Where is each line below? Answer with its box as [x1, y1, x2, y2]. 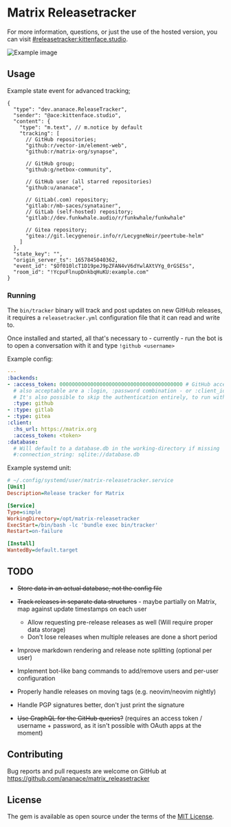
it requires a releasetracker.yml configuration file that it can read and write [7, 313, 220, 322]
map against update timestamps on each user [16, 605, 147, 613]
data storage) [27, 625, 66, 634]
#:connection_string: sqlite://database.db [13, 451, 140, 459]
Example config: [7, 355, 54, 363]
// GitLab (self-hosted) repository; [25, 208, 134, 215]
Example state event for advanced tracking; [7, 86, 131, 94]
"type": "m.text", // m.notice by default [19, 124, 143, 131]
